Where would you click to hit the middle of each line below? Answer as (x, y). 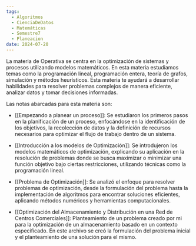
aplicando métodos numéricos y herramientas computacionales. (92, 200)
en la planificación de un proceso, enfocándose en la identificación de (100, 121)
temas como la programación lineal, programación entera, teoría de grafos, (97, 74)
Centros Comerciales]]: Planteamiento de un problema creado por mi (98, 218)
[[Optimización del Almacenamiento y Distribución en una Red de (94, 212)
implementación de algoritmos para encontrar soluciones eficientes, (97, 194)
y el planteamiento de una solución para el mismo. (75, 237)
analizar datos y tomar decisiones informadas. (62, 92)
